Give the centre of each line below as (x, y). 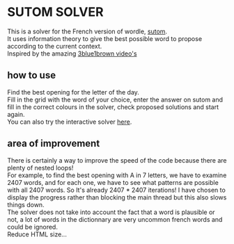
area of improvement (54, 144)
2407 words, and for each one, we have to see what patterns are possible (113, 182)
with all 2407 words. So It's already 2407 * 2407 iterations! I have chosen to (117, 190)
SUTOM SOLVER (55, 12)
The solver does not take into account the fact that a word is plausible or (111, 212)
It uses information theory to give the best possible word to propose (105, 38)
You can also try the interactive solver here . (70, 122)
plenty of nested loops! (40, 168)
